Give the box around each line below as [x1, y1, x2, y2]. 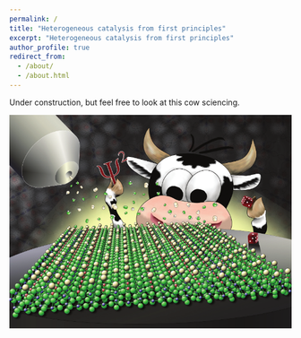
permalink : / [9, 14, 58, 23]
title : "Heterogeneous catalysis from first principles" [9, 23, 227, 33]
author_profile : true [9, 43, 90, 52]
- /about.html [17, 72, 70, 81]
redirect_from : [9, 52, 66, 62]
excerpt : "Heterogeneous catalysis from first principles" [9, 33, 235, 42]
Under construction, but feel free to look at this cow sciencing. [9, 97, 240, 108]
